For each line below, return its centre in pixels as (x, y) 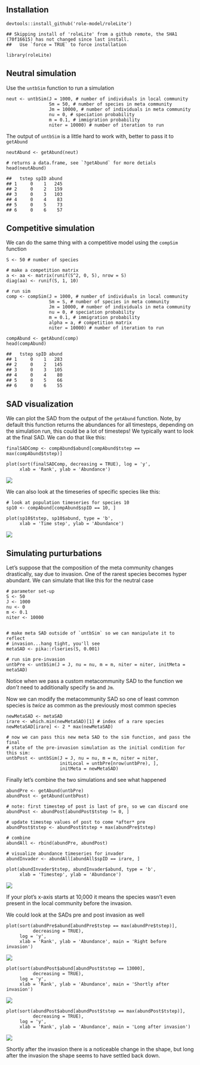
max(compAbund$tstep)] (34, 454)
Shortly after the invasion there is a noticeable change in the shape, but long (100, 1049)
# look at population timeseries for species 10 (68, 503)
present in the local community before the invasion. (69, 903)
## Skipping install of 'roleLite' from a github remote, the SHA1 (92, 34)
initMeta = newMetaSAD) (89, 769)
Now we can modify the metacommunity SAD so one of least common (93, 699)
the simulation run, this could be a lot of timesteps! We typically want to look (100, 431)
